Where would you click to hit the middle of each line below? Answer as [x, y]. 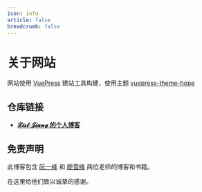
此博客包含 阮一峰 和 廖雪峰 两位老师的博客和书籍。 [80, 166]
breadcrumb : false [34, 26]
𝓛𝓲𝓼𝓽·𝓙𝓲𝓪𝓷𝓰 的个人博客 [49, 125]
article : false [29, 20]
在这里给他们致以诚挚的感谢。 [49, 181]
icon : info [23, 13]
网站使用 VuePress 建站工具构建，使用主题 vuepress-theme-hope [101, 83]
